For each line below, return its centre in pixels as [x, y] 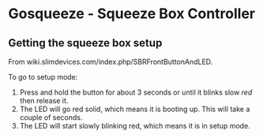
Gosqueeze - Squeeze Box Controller [131, 14]
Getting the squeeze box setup [85, 43]
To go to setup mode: [43, 77]
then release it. [44, 101]
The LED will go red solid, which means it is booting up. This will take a [135, 109]
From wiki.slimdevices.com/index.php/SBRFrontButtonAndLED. [111, 62]
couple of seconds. [51, 117]
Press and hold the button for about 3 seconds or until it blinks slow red [136, 92]
